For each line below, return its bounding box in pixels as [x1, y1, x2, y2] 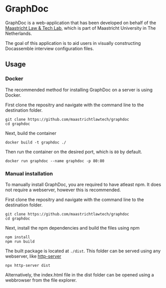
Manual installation [5, 170, 53, 177]
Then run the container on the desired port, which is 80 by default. [5, 149, 142, 155]
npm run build [5, 239, 35, 244]
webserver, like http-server [5, 253, 61, 259]
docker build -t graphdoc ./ [5, 139, 66, 145]
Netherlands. [5, 30, 32, 36]
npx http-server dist [5, 263, 51, 268]
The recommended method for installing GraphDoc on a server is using [5, 87, 153, 93]
